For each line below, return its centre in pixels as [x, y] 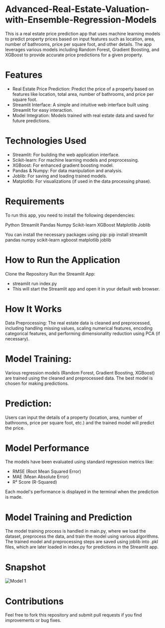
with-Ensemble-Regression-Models [81, 20]
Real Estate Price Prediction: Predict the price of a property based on [83, 89]
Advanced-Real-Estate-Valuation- [78, 9]
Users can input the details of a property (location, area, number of [74, 417]
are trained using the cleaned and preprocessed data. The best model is [79, 378]
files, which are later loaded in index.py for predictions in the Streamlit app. [82, 547]
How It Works [34, 309]
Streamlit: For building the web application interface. [66, 155]
